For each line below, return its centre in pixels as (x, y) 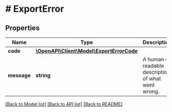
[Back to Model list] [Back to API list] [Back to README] (64, 104)
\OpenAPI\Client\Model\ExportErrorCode (87, 51)
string (43, 75)
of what (152, 79)
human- (158, 59)
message (19, 75)
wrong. (151, 91)
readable (153, 66)
